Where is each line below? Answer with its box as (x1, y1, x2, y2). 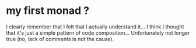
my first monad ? (6, 4, 89, 17)
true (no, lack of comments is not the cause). (6, 35, 114, 42)
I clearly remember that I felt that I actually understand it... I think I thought (6, 23, 184, 30)
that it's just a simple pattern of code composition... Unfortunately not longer (6, 29, 190, 36)
